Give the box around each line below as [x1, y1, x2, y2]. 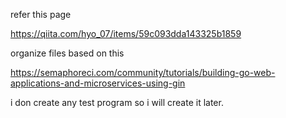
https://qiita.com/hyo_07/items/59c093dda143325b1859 [10, 28, 242, 39]
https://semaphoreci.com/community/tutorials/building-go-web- [10, 67, 276, 78]
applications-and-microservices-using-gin [10, 77, 186, 89]
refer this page [10, 9, 72, 20]
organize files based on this [10, 47, 125, 59]
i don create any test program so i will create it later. [10, 97, 224, 108]
